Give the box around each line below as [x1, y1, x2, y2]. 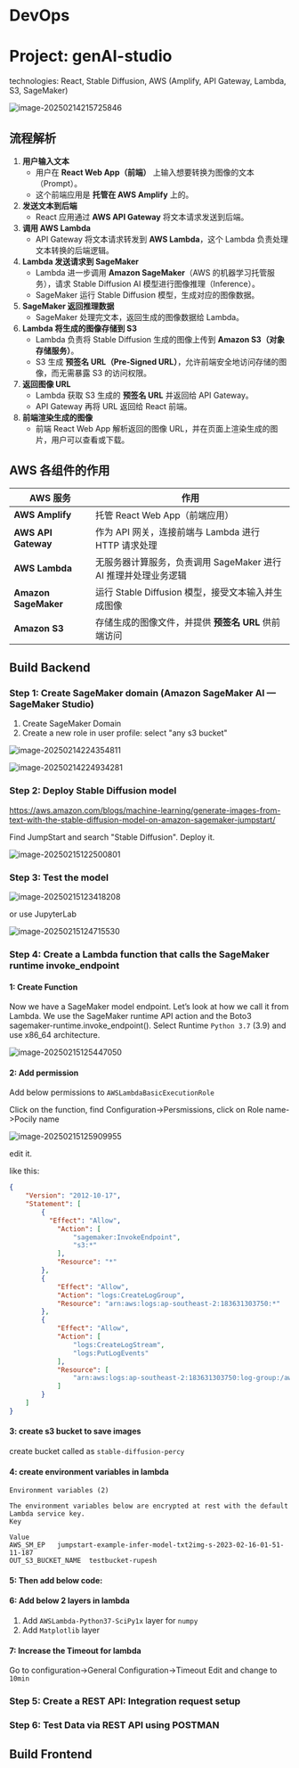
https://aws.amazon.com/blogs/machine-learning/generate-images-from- [9, 804, 281, 816]
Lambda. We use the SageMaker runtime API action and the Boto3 [9, 1011, 252, 1022]
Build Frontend [9, 1747, 93, 1762]
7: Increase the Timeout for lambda [9, 1645, 141, 1656]
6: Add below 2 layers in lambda [9, 1595, 131, 1606]
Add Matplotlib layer [21, 1624, 101, 1636]
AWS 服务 [29, 491, 71, 504]
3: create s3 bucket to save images [9, 1426, 141, 1436]
